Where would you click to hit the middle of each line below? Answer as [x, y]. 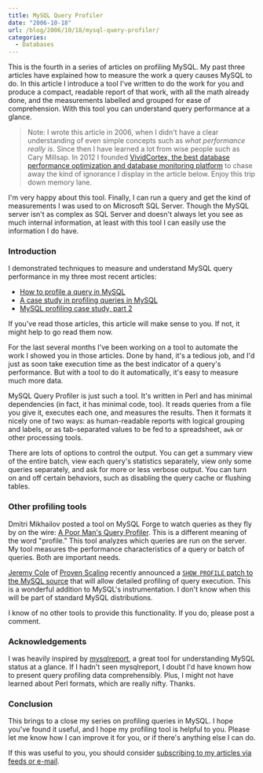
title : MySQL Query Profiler [56, 15]
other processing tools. [46, 438]
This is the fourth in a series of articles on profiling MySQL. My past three [127, 67]
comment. [24, 621]
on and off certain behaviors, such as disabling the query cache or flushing [130, 478]
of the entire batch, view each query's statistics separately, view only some [130, 461]
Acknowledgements [47, 641]
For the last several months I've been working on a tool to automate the [123, 347]
